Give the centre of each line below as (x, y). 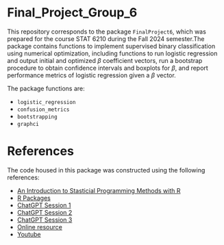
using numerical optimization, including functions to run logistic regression (112, 53)
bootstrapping (37, 117)
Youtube (29, 234)
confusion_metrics (43, 109)
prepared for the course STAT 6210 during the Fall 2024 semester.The (106, 38)
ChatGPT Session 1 (44, 205)
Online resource (40, 227)
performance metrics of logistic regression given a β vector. (91, 75)
